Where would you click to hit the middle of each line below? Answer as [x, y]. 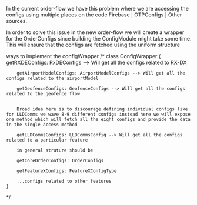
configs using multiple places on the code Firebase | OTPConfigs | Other [94, 15]
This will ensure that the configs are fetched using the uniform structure [93, 45]
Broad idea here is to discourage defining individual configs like [102, 109]
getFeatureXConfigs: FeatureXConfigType [67, 171]
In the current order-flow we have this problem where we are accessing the [98, 9]
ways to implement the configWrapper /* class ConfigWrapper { [84, 56]
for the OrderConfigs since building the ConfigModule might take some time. [99, 38]
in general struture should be [55, 150]
